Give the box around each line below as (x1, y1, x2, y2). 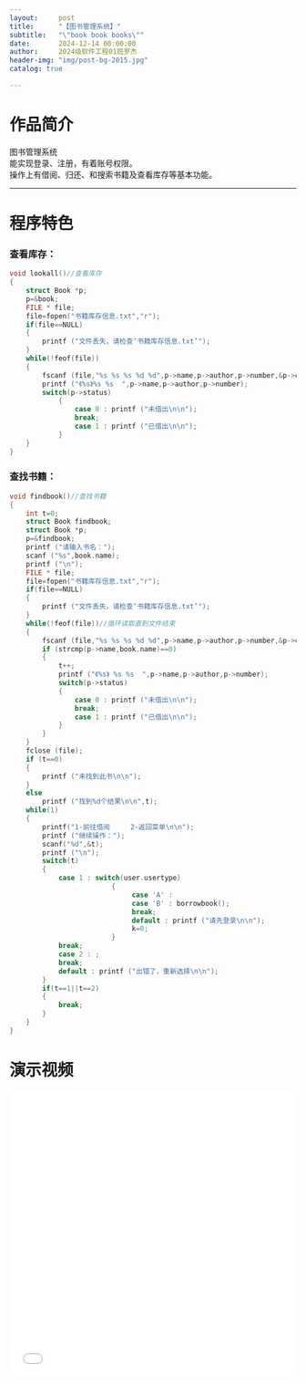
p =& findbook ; (25, 535, 76, 544)
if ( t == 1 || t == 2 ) (42, 983, 100, 993)
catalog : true (9, 65, 64, 74)
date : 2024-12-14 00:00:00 (9, 38, 137, 48)
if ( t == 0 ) (25, 754, 64, 764)
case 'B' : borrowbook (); (131, 899, 230, 908)
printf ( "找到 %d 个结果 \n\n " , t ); (42, 797, 158, 806)
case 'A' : (131, 890, 173, 900)
